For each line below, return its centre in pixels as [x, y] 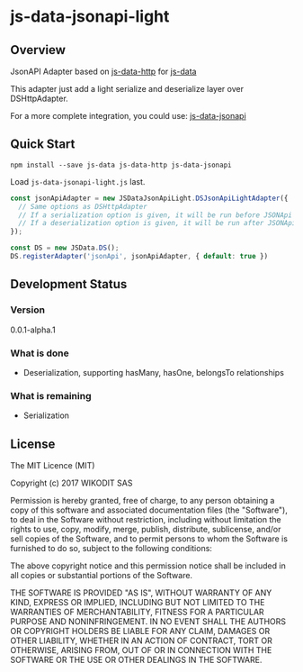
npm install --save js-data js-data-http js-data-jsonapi [121, 165]
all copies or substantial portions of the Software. [101, 576]
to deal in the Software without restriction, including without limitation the [146, 520]
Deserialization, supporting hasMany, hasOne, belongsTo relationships [153, 372]
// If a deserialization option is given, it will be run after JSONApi [157, 223]
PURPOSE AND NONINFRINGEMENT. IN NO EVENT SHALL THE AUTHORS [148, 622]
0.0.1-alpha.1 [33, 330]
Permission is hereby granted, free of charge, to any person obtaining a [143, 501]
